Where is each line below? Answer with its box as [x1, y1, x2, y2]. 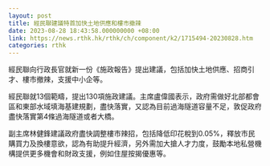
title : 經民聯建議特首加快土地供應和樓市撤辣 [8, 19, 142, 27]
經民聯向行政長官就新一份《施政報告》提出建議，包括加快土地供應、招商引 [8, 65, 255, 75]
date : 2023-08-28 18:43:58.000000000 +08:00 [8, 26, 160, 34]
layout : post [8, 11, 52, 20]
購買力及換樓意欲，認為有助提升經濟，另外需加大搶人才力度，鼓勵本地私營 [8, 139, 255, 148]
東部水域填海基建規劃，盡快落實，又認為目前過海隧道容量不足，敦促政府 [22, 102, 262, 111]
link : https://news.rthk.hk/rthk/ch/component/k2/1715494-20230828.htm [8, 34, 253, 43]
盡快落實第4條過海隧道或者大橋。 [8, 111, 119, 121]
